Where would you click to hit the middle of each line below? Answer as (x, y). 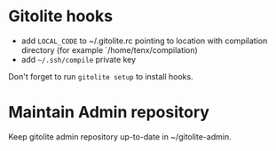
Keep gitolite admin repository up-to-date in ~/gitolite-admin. (120, 136)
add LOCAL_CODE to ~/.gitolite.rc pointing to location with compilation (144, 41)
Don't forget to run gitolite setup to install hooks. (101, 76)
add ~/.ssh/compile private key (79, 59)
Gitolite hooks (60, 16)
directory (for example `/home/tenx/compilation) (110, 49)
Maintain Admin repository (109, 113)
